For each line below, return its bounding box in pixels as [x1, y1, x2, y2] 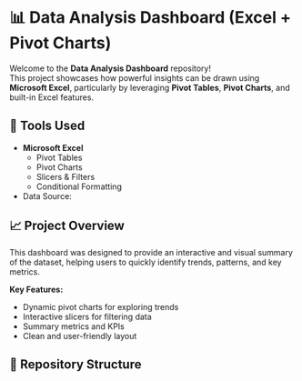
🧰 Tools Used [9, 118, 86, 134]
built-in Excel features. [9, 92, 94, 103]
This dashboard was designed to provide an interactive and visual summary [9, 246, 294, 257]
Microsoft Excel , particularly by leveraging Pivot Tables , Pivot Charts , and [9, 82, 290, 93]
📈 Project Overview [9, 218, 125, 234]
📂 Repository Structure [9, 356, 142, 372]
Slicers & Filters [35, 171, 96, 182]
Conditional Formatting [35, 181, 123, 192]
